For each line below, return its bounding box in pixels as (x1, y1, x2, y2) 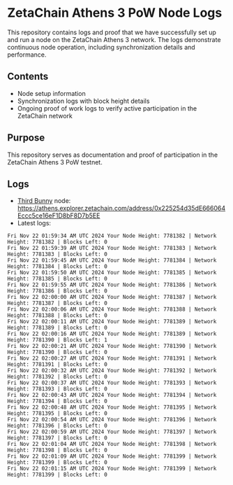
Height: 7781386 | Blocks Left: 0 (7, 288, 108, 295)
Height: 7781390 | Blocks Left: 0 (7, 349, 108, 356)
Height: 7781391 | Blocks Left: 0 (7, 361, 108, 368)
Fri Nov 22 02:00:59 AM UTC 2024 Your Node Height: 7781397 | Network (7, 428, 217, 435)
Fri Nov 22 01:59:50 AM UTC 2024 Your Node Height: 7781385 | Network (7, 269, 217, 276)
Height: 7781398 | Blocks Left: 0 (7, 447, 108, 454)
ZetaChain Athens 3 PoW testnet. (7, 157, 103, 166)
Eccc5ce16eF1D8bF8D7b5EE (17, 211, 100, 220)
